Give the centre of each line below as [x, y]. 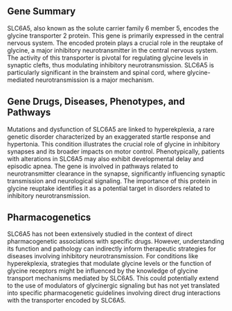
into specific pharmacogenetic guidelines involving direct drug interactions [114, 293]
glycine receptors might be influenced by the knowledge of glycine [103, 271]
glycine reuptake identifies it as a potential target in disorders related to [109, 188]
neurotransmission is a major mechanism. [95, 80]
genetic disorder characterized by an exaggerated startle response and [109, 136]
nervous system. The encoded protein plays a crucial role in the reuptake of [115, 43]
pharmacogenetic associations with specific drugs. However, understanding [116, 242]
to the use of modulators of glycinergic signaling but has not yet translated [114, 286]
